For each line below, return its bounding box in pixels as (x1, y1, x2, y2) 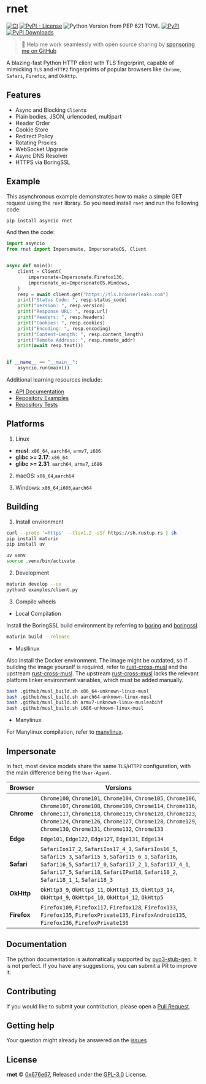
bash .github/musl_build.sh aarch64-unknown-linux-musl (6, 694, 152, 700)
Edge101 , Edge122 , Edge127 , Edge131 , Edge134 (40, 835, 164, 843)
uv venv (6, 552, 26, 559)
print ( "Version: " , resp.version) (17, 303, 105, 309)
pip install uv (6, 541, 45, 548)
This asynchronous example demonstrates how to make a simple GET (6, 192, 183, 200)
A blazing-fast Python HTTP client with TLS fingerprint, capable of (6, 59, 175, 66)
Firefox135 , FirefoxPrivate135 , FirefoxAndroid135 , (40, 911, 187, 919)
